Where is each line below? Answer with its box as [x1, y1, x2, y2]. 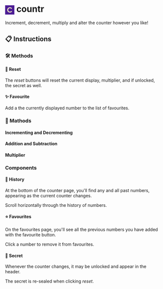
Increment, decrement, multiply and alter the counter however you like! [5, 20, 149, 26]
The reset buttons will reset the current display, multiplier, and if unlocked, [5, 77, 155, 83]
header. [5, 269, 21, 275]
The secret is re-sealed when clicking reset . [5, 278, 94, 284]
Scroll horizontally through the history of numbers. [5, 202, 107, 208]
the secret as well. [5, 82, 42, 88]
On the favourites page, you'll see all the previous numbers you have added [5, 226, 158, 232]
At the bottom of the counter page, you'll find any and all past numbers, [5, 187, 150, 193]
